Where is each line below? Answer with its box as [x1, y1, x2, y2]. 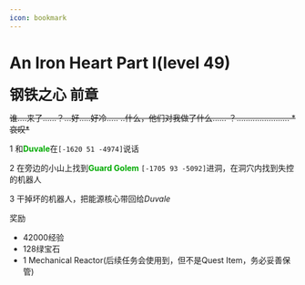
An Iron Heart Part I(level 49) [9, 52, 231, 73]
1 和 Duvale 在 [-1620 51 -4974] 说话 [9, 143, 139, 154]
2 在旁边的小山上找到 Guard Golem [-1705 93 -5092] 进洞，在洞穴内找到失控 [9, 162, 294, 173]
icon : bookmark [9, 13, 67, 23]
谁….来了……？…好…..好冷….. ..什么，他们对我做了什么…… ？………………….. [9, 112, 290, 123]
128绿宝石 [22, 243, 61, 254]
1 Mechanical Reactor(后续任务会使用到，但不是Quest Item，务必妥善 [22, 254, 283, 265]
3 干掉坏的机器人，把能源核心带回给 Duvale [9, 193, 171, 204]
